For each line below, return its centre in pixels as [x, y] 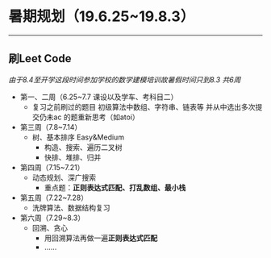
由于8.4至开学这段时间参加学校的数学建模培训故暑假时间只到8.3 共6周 [125, 79]
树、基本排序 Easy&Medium [78, 137]
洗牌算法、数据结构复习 [71, 207]
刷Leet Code [40, 58]
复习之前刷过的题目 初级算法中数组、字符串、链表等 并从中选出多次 [144, 106]
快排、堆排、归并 [73, 157]
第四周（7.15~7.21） [52, 167]
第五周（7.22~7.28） [54, 198]
